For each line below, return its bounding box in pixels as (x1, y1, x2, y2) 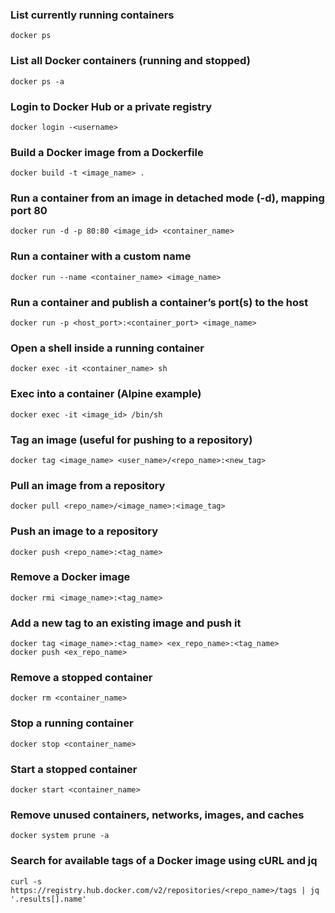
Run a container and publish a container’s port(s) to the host (10, 295, 309, 309)
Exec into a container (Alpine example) (10, 387, 202, 401)
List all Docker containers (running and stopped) (10, 54, 251, 68)
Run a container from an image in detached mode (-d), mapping (10, 191, 325, 205)
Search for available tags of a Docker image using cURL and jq (10, 854, 318, 868)
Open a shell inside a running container (10, 341, 205, 355)
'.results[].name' (10, 894, 87, 904)
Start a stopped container (10, 762, 138, 776)
